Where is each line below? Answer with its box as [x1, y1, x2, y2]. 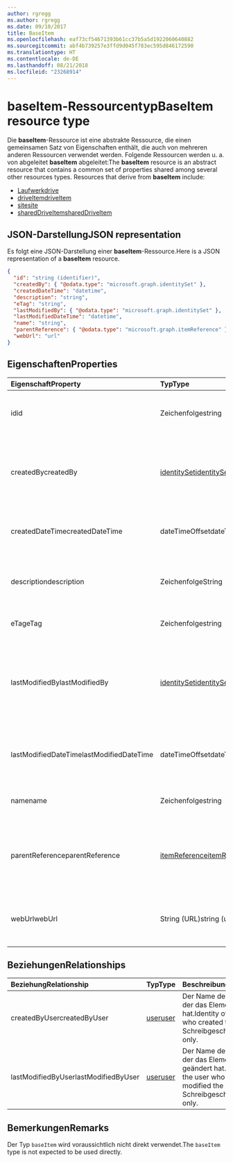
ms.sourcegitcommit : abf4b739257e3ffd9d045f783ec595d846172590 [7, 42, 194, 49]
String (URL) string [159, 913, 220, 923]
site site [17, 201, 38, 209]
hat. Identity [182, 1009, 220, 1018]
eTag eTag [10, 618, 43, 628]
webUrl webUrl [10, 913, 58, 923]
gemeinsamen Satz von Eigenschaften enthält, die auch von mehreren [7, 143, 208, 152]
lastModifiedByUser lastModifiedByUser [10, 1072, 140, 1082]
